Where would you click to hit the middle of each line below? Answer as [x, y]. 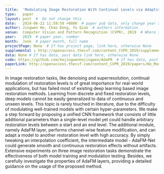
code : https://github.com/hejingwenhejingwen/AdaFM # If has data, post [82, 60]
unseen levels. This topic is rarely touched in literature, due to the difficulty [80, 104]
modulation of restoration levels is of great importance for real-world [74, 83]
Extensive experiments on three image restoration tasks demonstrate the [78, 151]
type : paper [20, 14]
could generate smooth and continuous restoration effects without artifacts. [81, 146]
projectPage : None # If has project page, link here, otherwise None [78, 46]
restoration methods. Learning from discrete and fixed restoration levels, [78, 94]
